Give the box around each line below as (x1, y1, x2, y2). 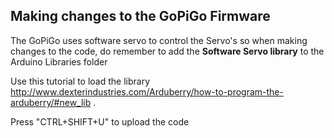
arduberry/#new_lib (10, 96, 92, 108)
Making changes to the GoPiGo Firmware (10, 8, 271, 25)
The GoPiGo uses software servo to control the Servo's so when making (10, 34, 308, 46)
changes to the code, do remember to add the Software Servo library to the (10, 45, 325, 57)
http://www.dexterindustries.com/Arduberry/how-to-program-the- (10, 85, 284, 98)
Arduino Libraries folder (10, 55, 108, 68)
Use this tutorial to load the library (10, 75, 151, 87)
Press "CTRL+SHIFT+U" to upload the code (10, 115, 190, 128)
